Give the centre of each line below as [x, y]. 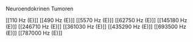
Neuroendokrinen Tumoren [40, 9]
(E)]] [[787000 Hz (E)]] [34, 33]
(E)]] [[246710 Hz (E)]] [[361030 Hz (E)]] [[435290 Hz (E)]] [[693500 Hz [96, 27]
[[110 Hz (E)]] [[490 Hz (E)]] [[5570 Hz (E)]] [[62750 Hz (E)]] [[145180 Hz [96, 20]
